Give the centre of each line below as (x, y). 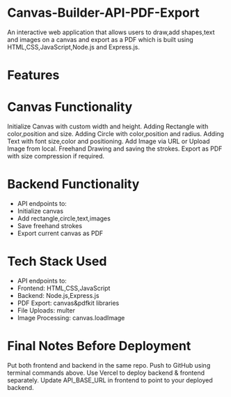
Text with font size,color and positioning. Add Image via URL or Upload (109, 142)
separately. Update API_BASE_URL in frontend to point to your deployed (110, 380)
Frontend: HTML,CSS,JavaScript (64, 288)
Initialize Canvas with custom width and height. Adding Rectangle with (108, 126)
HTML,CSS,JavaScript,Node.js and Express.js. (74, 47)
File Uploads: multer (46, 310)
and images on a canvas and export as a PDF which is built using (100, 39)
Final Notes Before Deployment (99, 346)
